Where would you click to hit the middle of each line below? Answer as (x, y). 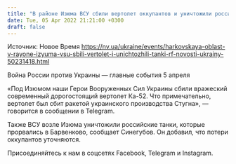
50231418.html (28, 62)
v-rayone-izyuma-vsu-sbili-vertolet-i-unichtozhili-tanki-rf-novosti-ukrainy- (116, 54)
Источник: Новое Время (44, 47)
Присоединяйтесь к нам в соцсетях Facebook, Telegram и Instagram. (110, 153)
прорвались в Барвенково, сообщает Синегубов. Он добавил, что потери (118, 132)
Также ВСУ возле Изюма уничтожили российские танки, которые (106, 125)
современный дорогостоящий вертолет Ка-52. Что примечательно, (109, 96)
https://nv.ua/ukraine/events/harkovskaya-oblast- (153, 47)
